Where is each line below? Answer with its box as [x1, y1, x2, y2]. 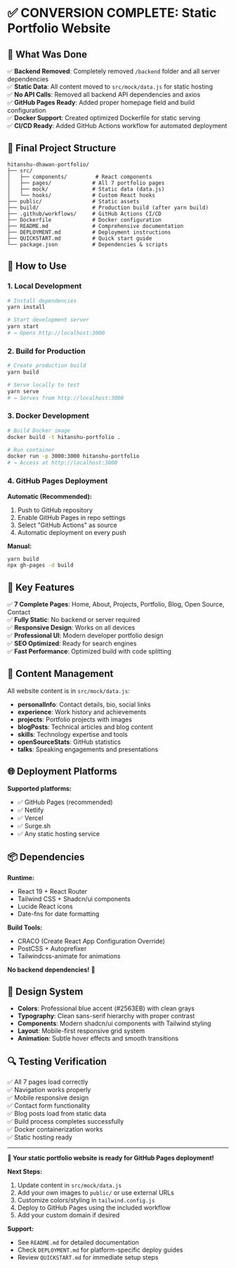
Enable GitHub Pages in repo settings [17, 513, 126, 521]
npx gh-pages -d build [7, 562, 74, 569]
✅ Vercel [17, 813, 44, 822]
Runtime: [7, 873, 35, 882]
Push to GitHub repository [17, 505, 93, 514]
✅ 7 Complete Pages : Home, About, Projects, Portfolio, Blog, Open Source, [7, 600, 225, 609]
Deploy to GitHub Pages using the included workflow [17, 1203, 171, 1212]
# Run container [7, 446, 55, 453]
